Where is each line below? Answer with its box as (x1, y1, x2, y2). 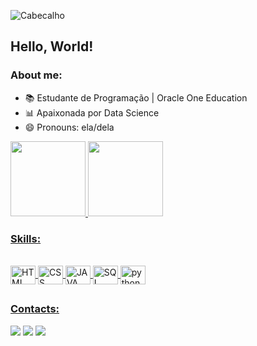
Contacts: (10, 302, 60, 316)
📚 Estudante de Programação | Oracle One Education (24, 91, 248, 104)
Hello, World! (10, 38, 94, 55)
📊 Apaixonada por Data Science (24, 106, 160, 119)
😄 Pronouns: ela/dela (24, 121, 115, 133)
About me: (10, 68, 63, 82)
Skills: (10, 231, 42, 245)
